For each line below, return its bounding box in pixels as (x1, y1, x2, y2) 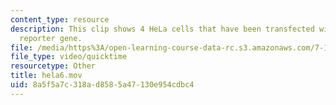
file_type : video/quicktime (10, 52, 128, 62)
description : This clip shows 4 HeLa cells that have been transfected (10, 24, 315, 34)
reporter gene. (19, 33, 83, 43)
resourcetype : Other (10, 61, 97, 71)
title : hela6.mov (10, 71, 83, 81)
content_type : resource (10, 14, 110, 25)
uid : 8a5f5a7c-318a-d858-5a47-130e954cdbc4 (10, 80, 195, 90)
